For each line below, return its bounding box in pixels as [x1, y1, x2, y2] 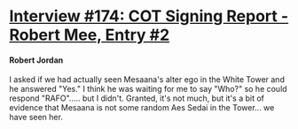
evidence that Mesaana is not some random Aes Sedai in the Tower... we [9, 102, 275, 113]
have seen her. [9, 112, 64, 123]
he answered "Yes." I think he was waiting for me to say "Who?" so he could [9, 84, 287, 95]
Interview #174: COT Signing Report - [9, 6, 289, 27]
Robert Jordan [9, 55, 64, 65]
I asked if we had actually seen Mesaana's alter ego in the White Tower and [9, 74, 286, 85]
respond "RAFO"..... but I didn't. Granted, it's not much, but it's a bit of [9, 93, 264, 103]
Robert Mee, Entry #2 [9, 25, 170, 45]
